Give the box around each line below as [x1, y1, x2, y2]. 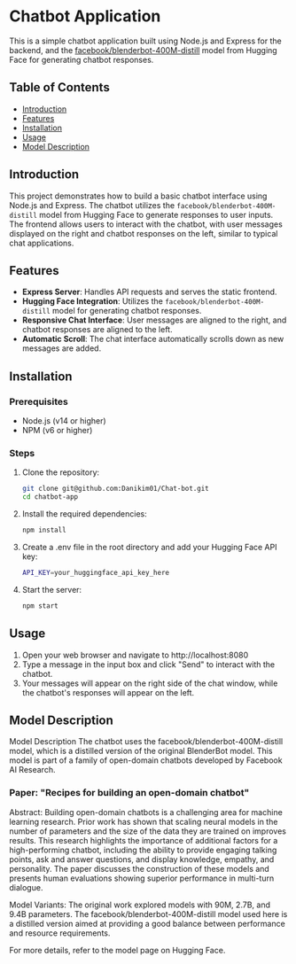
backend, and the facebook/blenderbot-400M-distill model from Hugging [9, 44, 277, 55]
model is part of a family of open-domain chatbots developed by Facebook [9, 755, 283, 766]
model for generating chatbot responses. [51, 306, 202, 316]
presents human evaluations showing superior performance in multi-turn [9, 873, 275, 883]
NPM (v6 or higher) [21, 425, 93, 436]
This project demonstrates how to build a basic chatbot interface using [9, 190, 268, 201]
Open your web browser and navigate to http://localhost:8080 [21, 649, 249, 660]
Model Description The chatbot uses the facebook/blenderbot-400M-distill [9, 736, 284, 747]
